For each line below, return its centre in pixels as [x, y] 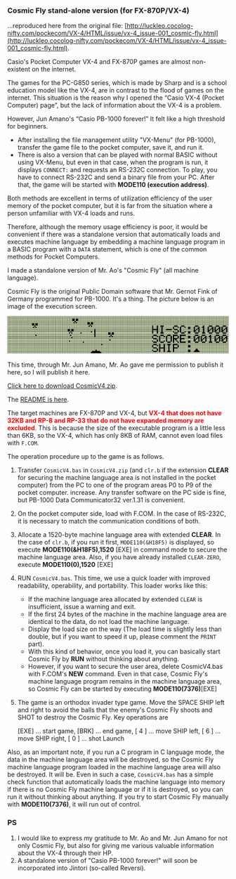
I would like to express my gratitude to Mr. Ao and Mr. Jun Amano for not [123, 838]
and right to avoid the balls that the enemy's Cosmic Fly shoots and [115, 710]
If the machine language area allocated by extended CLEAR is [115, 599]
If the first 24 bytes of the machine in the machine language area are [127, 614]
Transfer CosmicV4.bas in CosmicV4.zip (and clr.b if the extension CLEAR [123, 470]
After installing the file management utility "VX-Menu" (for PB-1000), [117, 140]
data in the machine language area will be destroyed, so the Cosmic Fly [111, 760]
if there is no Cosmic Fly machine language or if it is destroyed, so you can [115, 790]
